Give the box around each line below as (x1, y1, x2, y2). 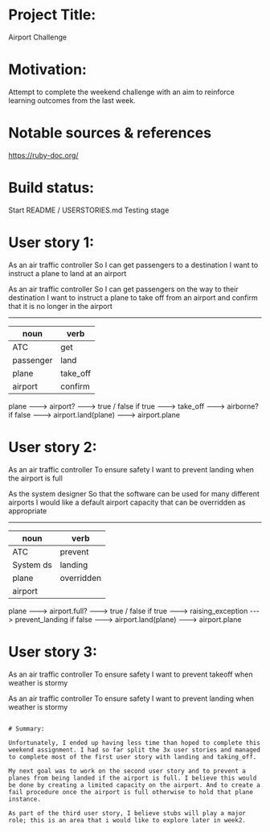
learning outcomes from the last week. (8, 95, 136, 105)
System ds (12, 559, 52, 570)
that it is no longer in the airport (8, 301, 112, 311)
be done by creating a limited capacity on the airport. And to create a (8, 781, 261, 789)
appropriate (8, 505, 47, 516)
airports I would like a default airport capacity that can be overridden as (8, 497, 246, 507)
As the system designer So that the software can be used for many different (8, 488, 260, 498)
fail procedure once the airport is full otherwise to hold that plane (8, 788, 253, 796)
